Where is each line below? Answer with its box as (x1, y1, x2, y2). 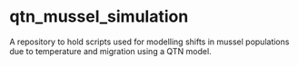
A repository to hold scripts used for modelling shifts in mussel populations (9, 36, 290, 47)
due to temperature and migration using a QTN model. (9, 45, 212, 56)
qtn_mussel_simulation (9, 6, 189, 27)
